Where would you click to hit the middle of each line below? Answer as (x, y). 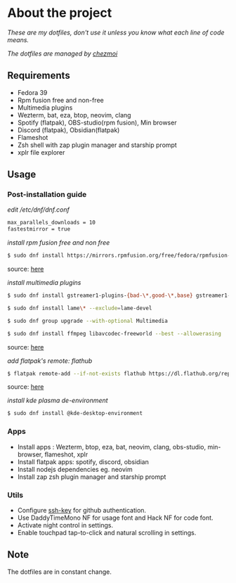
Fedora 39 (32, 92)
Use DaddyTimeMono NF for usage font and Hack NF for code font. (115, 518)
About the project (60, 13)
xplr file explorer (41, 152)
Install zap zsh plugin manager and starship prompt (92, 477)
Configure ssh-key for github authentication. (81, 510)
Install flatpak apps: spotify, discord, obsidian (83, 461)
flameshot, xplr (66, 454)
